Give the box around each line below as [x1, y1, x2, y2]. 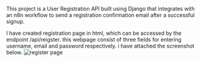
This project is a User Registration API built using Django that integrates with [6, 5, 195, 12]
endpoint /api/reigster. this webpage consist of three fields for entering [6, 36, 182, 43]
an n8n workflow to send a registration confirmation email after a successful [6, 11, 195, 19]
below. [6, 49, 23, 56]
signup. [6, 18, 25, 25]
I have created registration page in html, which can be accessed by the [6, 29, 182, 37]
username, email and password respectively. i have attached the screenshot [6, 42, 195, 49]
